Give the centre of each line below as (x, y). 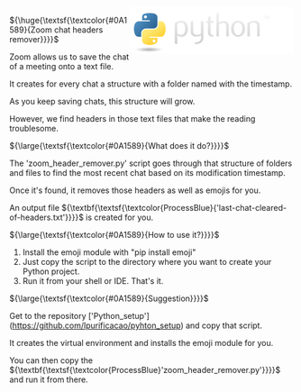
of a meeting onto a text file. (62, 66)
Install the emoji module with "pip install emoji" (109, 252)
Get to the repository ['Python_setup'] (80, 316)
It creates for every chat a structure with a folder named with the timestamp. (151, 84)
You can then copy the (51, 360)
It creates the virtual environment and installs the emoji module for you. (141, 343)
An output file (35, 208)
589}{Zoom (31, 30)
